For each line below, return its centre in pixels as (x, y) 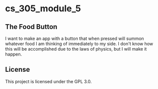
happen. (14, 54)
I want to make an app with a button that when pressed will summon (75, 38)
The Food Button (31, 27)
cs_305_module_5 (43, 9)
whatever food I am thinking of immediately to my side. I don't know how (79, 44)
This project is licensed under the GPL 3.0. (49, 81)
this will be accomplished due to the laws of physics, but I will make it (76, 49)
